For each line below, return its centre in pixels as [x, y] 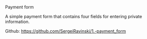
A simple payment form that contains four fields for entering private [73, 16]
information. [18, 22]
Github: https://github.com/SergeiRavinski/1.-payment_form [66, 31]
